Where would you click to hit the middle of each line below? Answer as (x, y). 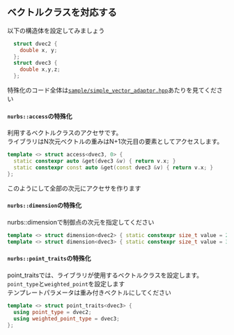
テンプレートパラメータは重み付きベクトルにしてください (89, 292)
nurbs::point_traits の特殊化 (49, 259)
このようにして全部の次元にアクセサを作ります (74, 188)
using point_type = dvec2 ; (53, 312)
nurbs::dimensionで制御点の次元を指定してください (81, 222)
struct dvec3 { (36, 63)
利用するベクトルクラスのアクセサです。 (65, 133)
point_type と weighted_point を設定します (66, 284)
